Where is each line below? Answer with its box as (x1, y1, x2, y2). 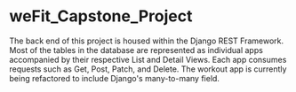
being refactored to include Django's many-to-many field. (9, 73, 220, 83)
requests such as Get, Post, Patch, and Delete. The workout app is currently (9, 64, 287, 74)
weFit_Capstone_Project (9, 6, 193, 27)
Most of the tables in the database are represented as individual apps (9, 44, 264, 55)
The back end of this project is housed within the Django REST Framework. (9, 35, 284, 46)
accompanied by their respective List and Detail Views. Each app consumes (9, 54, 287, 65)
